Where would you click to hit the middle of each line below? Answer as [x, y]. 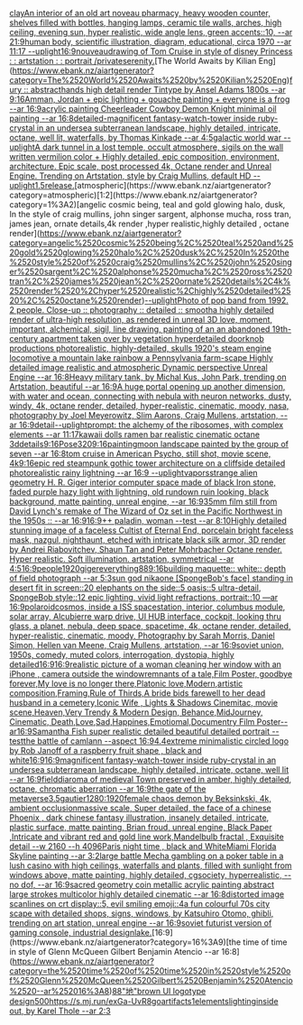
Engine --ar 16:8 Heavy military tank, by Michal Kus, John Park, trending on [148, 377]
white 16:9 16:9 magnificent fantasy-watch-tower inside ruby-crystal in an [143, 760]
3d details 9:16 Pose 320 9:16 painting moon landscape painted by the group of [149, 444]
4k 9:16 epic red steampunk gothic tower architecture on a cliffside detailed [147, 463]
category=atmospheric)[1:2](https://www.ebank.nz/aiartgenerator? [133, 195]
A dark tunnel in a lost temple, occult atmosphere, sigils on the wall [159, 147]
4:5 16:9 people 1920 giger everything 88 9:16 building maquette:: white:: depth [148, 568]
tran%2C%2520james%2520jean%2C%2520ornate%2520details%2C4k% [150, 281]
